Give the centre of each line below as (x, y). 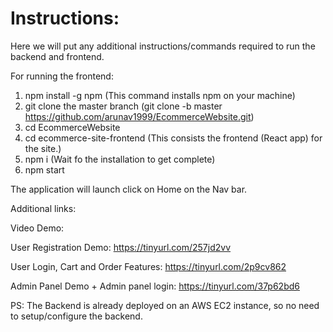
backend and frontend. (57, 56)
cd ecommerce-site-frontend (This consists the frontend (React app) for (173, 138)
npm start (44, 169)
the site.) (43, 148)
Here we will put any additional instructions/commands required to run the (163, 46)
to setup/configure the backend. (76, 316)
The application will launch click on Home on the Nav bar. (129, 189)
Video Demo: (37, 228)
